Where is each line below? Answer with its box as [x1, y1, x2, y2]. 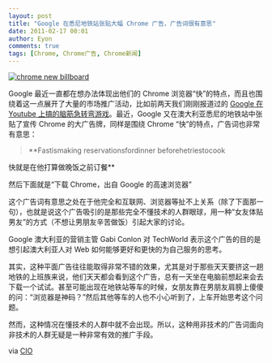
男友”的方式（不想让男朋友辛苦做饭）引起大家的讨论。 [8, 217, 189, 227]
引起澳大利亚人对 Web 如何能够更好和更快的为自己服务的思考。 [15, 244, 227, 254]
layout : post [8, 11, 53, 20]
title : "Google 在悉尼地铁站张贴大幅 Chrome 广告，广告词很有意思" [8, 19, 216, 28]
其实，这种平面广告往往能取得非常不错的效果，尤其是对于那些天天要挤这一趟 [8, 261, 264, 271]
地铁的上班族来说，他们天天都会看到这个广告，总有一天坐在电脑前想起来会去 [8, 272, 264, 281]
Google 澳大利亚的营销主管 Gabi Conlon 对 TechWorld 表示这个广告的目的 [8, 235, 254, 244]
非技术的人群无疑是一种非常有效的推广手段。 [8, 330, 158, 339]
